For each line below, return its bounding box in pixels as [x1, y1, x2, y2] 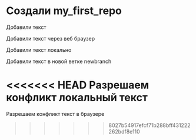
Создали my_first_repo [6, 4, 122, 18]
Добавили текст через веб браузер [6, 35, 95, 42]
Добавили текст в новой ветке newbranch [6, 58, 112, 65]
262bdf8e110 [108, 128, 140, 135]
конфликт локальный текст [6, 91, 148, 104]
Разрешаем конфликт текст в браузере [6, 110, 105, 117]
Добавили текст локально [6, 46, 72, 54]
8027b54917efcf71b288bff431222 [108, 122, 191, 129]
